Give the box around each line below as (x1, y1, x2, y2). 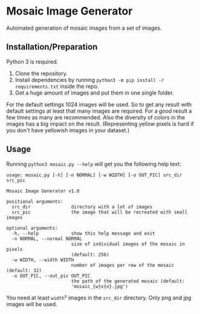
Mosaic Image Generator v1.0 (6, 188, 80, 194)
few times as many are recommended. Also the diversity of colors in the (6, 113, 185, 121)
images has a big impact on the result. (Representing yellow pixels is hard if (6, 120, 195, 127)
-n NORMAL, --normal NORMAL (11, 235, 83, 242)
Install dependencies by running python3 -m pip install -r (15, 76, 164, 83)
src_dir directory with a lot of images (11, 204, 153, 210)
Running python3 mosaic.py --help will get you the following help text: (6, 160, 181, 167)
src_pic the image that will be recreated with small (11, 209, 188, 215)
